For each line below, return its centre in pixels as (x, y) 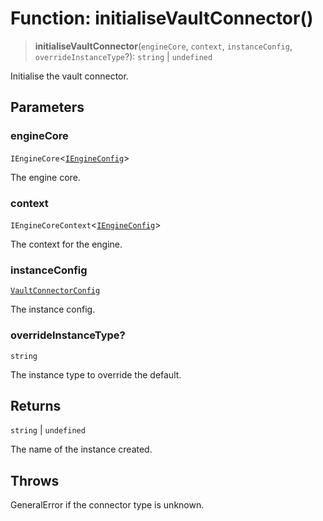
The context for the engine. (66, 244)
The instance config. (53, 309)
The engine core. (45, 177)
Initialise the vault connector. (69, 76)
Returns (36, 405)
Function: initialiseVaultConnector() (162, 18)
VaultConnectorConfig (55, 291)
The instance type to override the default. (96, 374)
